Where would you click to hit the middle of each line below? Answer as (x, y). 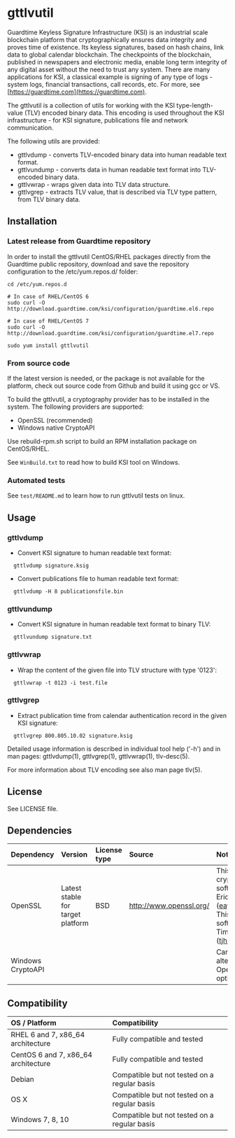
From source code (38, 363)
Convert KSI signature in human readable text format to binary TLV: (114, 624)
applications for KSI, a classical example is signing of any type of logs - (110, 77)
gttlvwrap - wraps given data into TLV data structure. (94, 184)
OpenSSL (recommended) (55, 420)
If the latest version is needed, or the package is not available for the (106, 378)
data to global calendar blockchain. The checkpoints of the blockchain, (109, 55)
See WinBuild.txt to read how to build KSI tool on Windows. (94, 462)
